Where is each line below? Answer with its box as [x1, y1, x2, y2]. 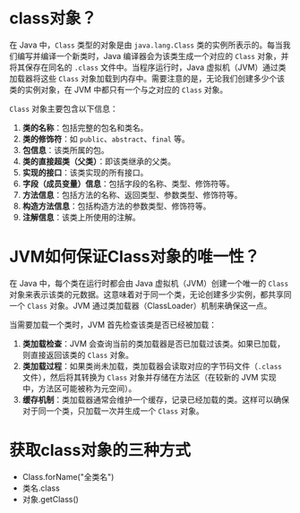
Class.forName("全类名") [21, 471, 115, 482]
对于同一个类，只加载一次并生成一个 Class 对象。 [21, 405, 204, 416]
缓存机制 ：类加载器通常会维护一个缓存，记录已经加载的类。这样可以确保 [21, 394, 289, 405]
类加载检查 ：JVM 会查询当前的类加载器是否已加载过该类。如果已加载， [21, 338, 286, 349]
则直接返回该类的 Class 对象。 [21, 349, 134, 360]
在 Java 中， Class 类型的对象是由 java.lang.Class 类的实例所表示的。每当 [9, 39, 284, 50]
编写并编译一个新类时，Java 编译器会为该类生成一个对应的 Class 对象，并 [16, 50, 289, 61]
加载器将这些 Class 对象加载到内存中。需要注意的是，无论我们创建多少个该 [9, 73, 285, 83]
